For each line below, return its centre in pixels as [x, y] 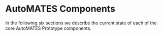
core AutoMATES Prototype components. [48, 28]
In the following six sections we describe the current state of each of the [81, 23]
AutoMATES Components [60, 9]
